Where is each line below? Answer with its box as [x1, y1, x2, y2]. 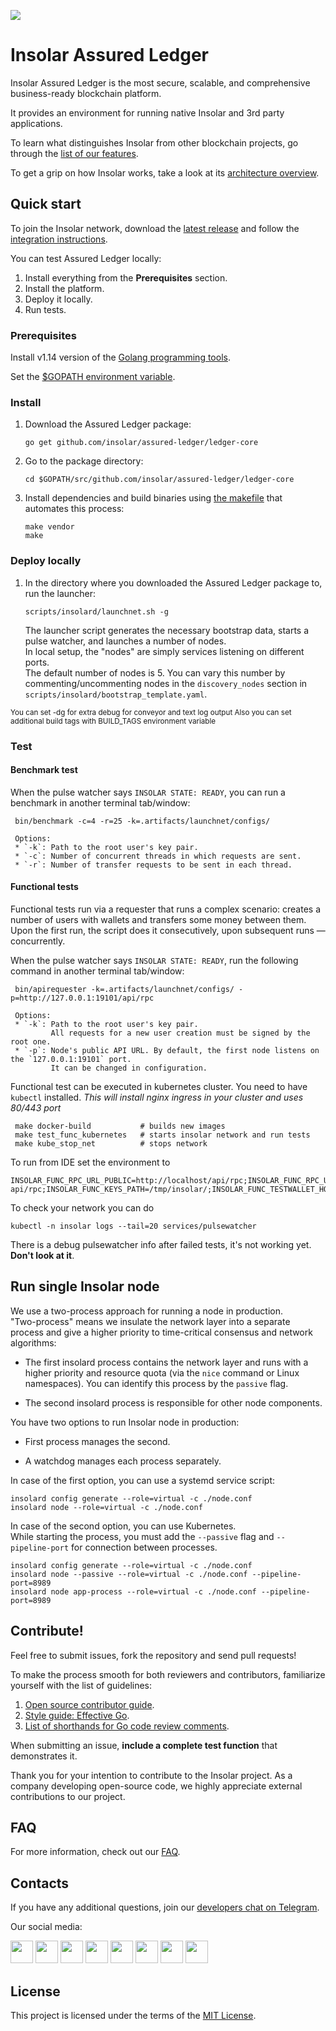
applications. [10, 117, 63, 129]
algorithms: [10, 1336, 57, 1349]
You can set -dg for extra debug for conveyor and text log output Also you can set [10, 707, 292, 717]
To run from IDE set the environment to [10, 1156, 171, 1168]
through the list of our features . [10, 147, 139, 159]
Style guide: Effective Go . [24, 1709, 130, 1721]
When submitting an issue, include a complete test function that [10, 1739, 278, 1751]
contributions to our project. [10, 1790, 126, 1802]
